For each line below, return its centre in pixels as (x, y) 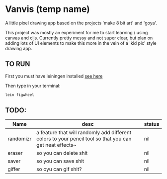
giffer (14, 169)
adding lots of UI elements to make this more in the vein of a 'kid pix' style (81, 43)
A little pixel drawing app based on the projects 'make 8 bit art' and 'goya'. (81, 23)
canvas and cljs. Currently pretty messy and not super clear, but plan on (79, 38)
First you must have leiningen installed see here (54, 76)
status (152, 124)
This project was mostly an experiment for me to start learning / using (77, 32)
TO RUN (18, 64)
